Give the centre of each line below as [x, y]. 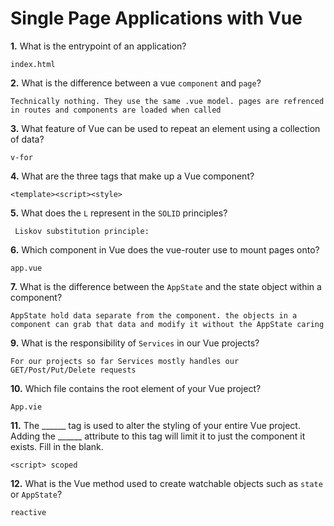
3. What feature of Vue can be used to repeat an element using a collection [165, 128]
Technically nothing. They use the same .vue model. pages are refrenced [167, 101]
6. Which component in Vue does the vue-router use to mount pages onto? [165, 249]
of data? [27, 139]
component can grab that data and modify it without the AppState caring [167, 324]
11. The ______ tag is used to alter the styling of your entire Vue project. [155, 425]
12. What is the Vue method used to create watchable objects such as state [166, 483]
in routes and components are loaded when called [116, 110]
